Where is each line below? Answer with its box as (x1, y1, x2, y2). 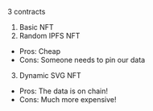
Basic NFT (19, 23, 54, 31)
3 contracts (7, 7, 46, 16)
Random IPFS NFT (19, 31, 81, 40)
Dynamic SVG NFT (19, 71, 81, 80)
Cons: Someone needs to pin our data (19, 55, 146, 64)
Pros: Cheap (19, 47, 61, 55)
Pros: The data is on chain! (19, 86, 108, 96)
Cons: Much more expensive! (19, 95, 118, 104)
